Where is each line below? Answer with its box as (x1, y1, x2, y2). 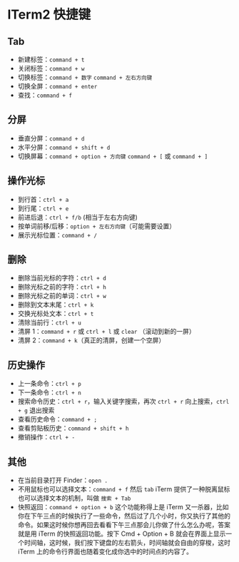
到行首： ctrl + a (17, 195, 69, 203)
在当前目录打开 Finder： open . (17, 476, 108, 485)
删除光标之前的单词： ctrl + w (17, 292, 107, 300)
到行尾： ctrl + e (17, 204, 69, 213)
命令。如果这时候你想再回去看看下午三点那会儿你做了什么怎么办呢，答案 (17, 521, 230, 529)
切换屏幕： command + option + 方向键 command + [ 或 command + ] (17, 151, 208, 160)
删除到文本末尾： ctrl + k (17, 300, 94, 309)
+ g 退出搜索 (17, 406, 55, 414)
